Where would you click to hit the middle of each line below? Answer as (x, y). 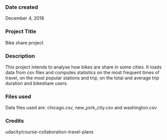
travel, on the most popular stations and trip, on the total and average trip (82, 78)
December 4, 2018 (25, 18)
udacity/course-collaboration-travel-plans (49, 132)
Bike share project (24, 42)
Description (20, 56)
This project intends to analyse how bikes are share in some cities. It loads (83, 67)
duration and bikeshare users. (37, 83)
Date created (22, 7)
